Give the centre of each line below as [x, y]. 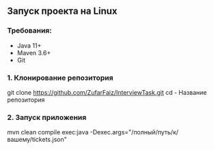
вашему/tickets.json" [37, 140]
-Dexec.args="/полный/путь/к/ [134, 132]
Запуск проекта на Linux [62, 11]
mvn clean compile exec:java [48, 132]
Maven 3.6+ [34, 52]
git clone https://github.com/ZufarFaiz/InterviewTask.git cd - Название [107, 92]
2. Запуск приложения [47, 117]
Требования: [30, 31]
